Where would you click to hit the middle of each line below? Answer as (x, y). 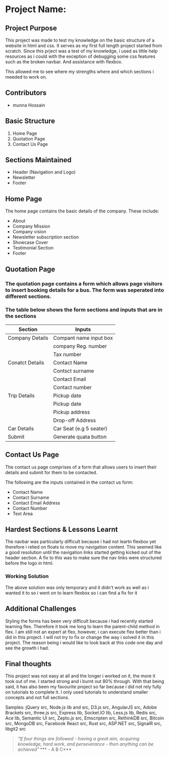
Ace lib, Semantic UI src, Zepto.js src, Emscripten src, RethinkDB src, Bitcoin (85, 718)
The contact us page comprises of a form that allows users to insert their (81, 467)
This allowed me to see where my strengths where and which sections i (79, 71)
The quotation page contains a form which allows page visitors (84, 283)
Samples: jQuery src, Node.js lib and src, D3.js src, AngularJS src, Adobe (81, 707)
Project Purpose (31, 28)
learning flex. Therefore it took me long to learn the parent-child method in (82, 626)
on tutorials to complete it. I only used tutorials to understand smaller (77, 692)
